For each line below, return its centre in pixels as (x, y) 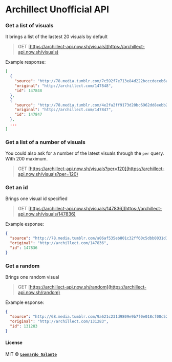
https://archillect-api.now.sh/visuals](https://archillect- (87, 47)
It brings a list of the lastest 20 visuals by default (57, 37)
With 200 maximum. (27, 159)
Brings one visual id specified (36, 198)
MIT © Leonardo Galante (31, 354)
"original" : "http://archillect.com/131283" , (59, 321)
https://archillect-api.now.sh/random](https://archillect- (88, 287)
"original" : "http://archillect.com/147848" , (64, 86)
